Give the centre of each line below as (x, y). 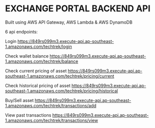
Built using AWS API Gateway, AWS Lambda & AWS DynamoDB (69, 22)
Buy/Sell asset (19, 100)
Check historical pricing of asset (38, 85)
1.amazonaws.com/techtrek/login (39, 46)
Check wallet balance (27, 56)
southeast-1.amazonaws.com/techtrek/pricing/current (60, 76)
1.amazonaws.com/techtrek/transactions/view (52, 120)
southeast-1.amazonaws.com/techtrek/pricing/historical (62, 91)
